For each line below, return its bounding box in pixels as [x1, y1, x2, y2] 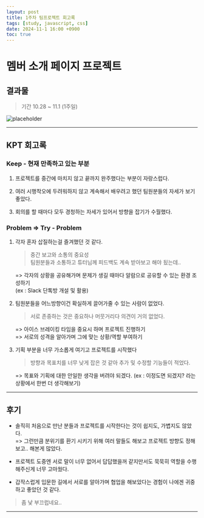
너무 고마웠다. [36, 465, 69, 472]
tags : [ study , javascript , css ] [6, 20, 88, 26]
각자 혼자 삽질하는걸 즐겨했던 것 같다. [15, 238, 103, 246]
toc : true [6, 32, 32, 38]
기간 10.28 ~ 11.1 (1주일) [21, 103, 78, 110]
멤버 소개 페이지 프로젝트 [6, 60, 122, 74]
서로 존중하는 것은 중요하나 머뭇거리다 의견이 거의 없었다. [30, 313, 165, 320]
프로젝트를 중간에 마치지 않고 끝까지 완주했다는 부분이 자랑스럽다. [15, 174, 169, 182]
